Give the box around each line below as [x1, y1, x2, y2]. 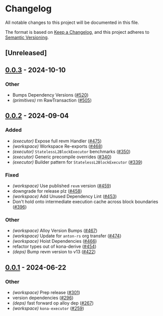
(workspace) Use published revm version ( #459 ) [12, 183, 111, 189]
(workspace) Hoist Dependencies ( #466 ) [12, 238, 97, 244]
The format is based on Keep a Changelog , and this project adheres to [5, 29, 150, 35]
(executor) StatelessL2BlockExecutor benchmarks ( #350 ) [12, 148, 131, 154]
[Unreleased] [5, 49, 47, 57]
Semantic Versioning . [5, 34, 49, 40]
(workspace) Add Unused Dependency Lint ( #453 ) [12, 194, 117, 199]
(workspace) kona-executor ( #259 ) [12, 305, 84, 311]
